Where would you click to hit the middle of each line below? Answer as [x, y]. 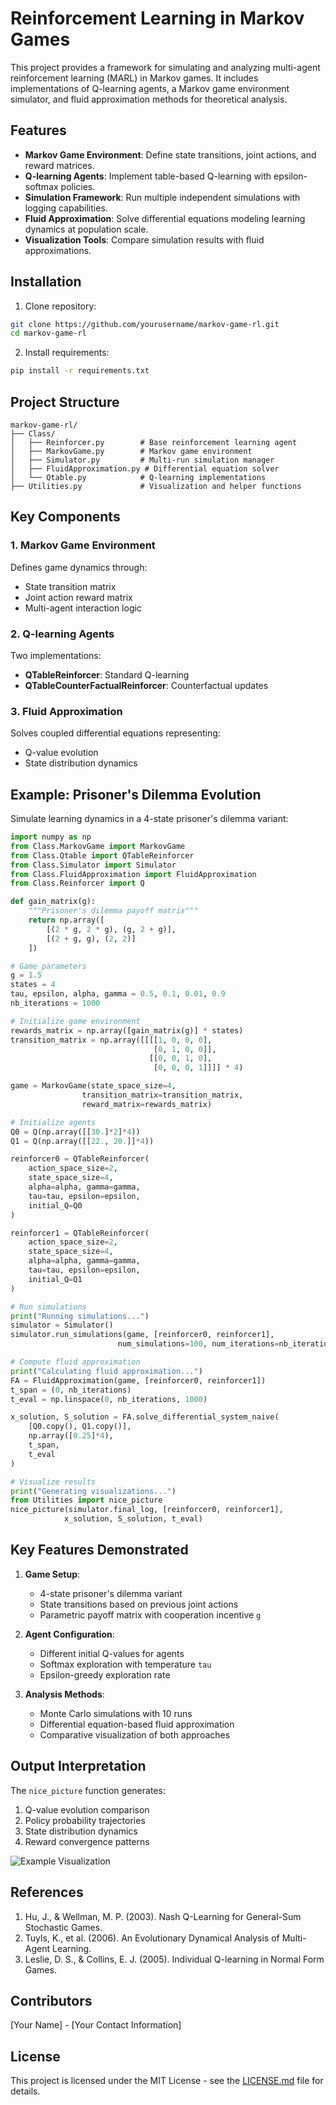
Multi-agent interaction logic [83, 608]
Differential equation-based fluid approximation [137, 1724]
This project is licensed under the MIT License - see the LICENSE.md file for [167, 2081]
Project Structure [65, 402]
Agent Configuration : [69, 1634]
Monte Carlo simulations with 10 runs [116, 1713]
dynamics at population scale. [86, 229]
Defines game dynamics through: [79, 567]
